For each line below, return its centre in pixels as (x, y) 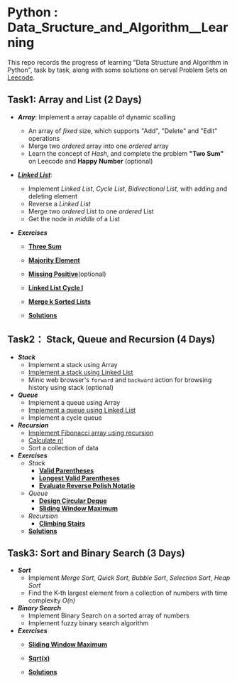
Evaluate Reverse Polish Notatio (87, 485)
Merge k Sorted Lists (59, 301)
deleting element (53, 196)
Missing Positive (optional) (67, 274)
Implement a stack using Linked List (81, 372)
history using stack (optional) (71, 387)
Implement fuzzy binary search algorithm (88, 623)
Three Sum (45, 246)
